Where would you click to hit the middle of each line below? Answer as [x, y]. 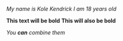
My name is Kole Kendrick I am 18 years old [61, 9]
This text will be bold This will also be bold [61, 20]
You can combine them [36, 32]
